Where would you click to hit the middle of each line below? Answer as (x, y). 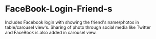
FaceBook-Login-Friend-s (59, 9)
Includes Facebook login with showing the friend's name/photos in (72, 22)
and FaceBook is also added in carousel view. (51, 32)
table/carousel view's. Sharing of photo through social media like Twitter (78, 27)
